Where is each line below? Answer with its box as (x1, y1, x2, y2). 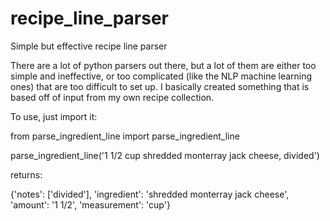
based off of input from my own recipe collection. (10, 91, 215, 103)
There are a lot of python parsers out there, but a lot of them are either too (10, 59, 317, 71)
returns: (10, 168, 43, 181)
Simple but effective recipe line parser (10, 40, 168, 52)
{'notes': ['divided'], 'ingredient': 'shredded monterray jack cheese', (10, 188, 290, 200)
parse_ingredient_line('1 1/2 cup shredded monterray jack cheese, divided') (10, 149, 320, 161)
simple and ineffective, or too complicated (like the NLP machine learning (10, 70, 313, 82)
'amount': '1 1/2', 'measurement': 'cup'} (10, 198, 171, 211)
